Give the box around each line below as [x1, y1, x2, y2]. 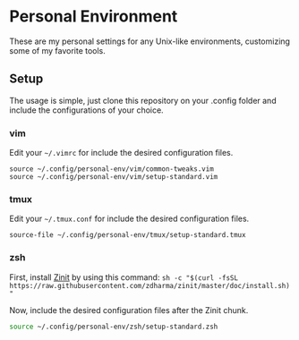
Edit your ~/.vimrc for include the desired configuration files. [9, 148, 234, 158]
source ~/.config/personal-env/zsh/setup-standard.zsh [9, 322, 218, 331]
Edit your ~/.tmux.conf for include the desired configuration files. [9, 213, 250, 225]
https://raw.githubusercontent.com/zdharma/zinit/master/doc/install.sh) [9, 281, 291, 290]
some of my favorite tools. [9, 45, 106, 55]
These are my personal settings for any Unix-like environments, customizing [9, 36, 291, 47]
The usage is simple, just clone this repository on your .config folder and [9, 95, 277, 106]
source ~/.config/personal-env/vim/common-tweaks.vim [9, 165, 215, 174]
